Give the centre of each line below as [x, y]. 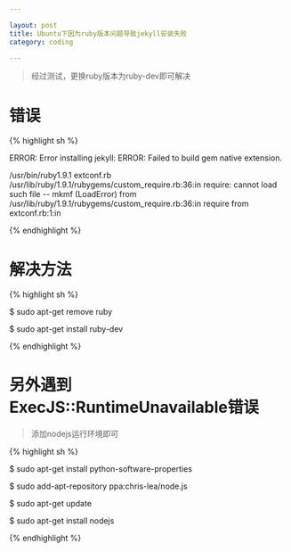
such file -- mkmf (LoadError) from [73, 194]
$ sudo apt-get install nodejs [62, 521]
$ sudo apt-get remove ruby [61, 312]
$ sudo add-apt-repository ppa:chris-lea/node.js [99, 486]
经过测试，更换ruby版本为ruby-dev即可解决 [111, 76]
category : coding [41, 42]
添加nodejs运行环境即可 [74, 434]
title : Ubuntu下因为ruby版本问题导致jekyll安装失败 [98, 33]
